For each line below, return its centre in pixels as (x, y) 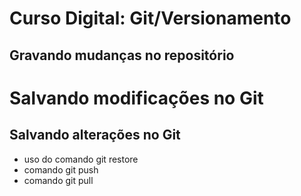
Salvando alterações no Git (95, 135)
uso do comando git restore (81, 159)
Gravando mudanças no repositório (122, 55)
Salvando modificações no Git (136, 98)
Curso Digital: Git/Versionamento (150, 18)
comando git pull (58, 180)
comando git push (61, 169)
